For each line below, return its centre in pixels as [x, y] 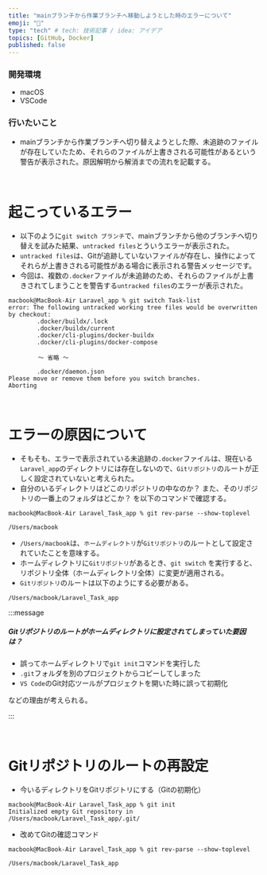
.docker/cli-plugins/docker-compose [97, 342]
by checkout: [30, 314]
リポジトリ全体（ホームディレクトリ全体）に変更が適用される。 [124, 573]
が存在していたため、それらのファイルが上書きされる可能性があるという [138, 151]
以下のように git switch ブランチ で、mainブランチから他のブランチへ [132, 235]
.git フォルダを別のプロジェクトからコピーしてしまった [110, 673]
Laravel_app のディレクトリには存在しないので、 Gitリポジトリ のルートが [135, 468]
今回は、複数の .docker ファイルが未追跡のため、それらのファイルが [130, 275]
